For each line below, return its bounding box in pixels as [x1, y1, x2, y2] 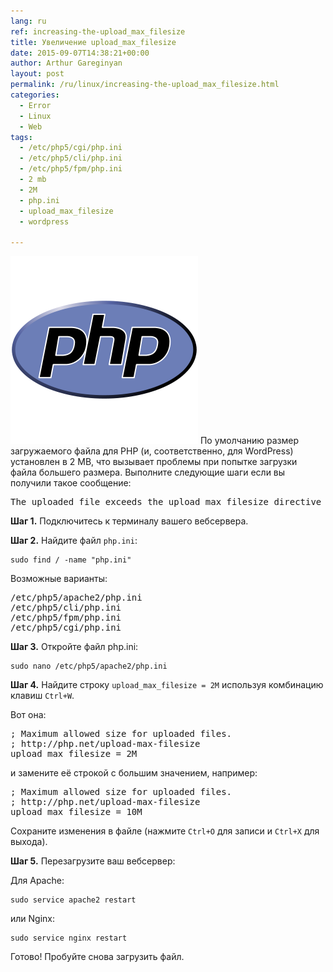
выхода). [10, 836, 48, 848]
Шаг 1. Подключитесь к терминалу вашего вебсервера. [10, 515, 249, 527]
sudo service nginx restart [10, 933, 128, 944]
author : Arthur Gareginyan [10, 58, 123, 69]
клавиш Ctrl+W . [10, 690, 75, 702]
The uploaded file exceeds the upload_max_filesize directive [10, 496, 322, 508]
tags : [10, 132, 33, 142]
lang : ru [10, 16, 47, 26]
